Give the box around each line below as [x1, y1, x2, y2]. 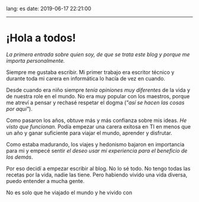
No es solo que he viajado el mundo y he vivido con [6, 189, 132, 196]
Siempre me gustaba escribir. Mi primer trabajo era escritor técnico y [6, 68, 175, 76]
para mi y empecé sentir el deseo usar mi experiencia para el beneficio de [6, 147, 188, 154]
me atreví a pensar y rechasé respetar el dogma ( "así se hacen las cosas [6, 99, 185, 106]
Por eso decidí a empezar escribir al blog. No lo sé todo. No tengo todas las [6, 165, 191, 172]
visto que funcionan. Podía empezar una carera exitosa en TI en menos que [6, 123, 191, 130]
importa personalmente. [6, 57, 65, 64]
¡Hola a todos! [6, 31, 76, 45]
